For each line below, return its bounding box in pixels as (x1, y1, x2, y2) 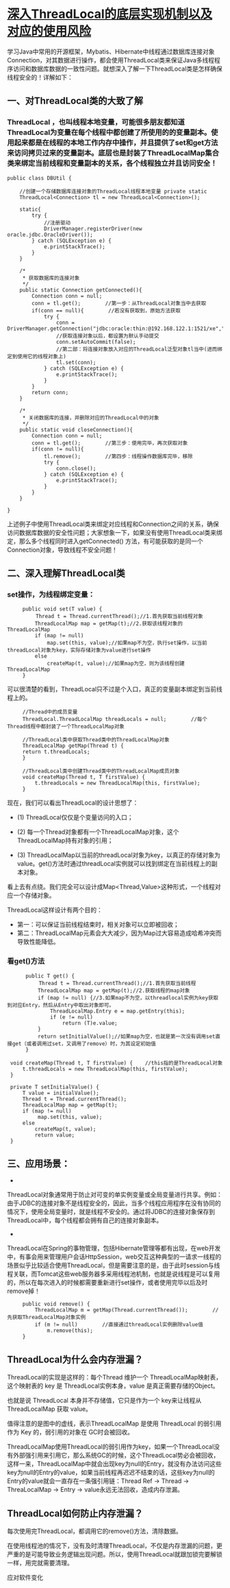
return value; (34, 1131, 75, 1139)
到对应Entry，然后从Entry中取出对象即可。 (7, 1002, 114, 1008)
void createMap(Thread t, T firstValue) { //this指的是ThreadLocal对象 (10, 1059, 223, 1067)
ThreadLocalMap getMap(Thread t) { (22, 742, 125, 750)
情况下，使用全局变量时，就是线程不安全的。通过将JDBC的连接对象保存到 (7, 1208, 216, 1216)
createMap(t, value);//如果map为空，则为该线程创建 (47, 660, 185, 667)
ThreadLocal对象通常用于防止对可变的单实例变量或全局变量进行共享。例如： (7, 1191, 222, 1199)
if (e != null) (50, 1013, 94, 1021)
